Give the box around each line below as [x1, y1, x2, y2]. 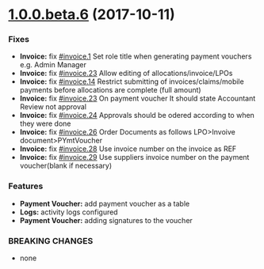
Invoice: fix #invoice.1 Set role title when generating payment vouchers [19, 51, 252, 61]
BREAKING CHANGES [8, 235, 94, 246]
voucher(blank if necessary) [19, 161, 113, 171]
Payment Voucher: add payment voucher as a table [19, 199, 190, 208]
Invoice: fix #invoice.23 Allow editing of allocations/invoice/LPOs [19, 69, 233, 78]
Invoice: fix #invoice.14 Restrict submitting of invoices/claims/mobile [19, 77, 244, 86]
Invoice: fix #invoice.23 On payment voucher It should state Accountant [19, 93, 256, 104]
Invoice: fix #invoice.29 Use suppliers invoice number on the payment [19, 153, 250, 162]
